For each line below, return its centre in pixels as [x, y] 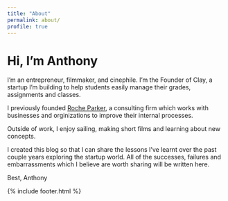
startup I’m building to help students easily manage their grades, [99, 87]
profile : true [28, 26]
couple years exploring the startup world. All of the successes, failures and [114, 157]
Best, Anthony [27, 178]
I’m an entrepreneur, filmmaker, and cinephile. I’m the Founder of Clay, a [110, 80]
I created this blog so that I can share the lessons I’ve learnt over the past [112, 150]
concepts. [21, 137]
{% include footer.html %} [44, 191]
